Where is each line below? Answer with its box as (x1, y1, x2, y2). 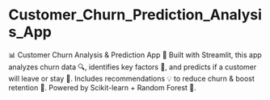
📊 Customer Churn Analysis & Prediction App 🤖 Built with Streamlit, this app (8, 50, 263, 60)
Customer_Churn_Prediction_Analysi (8, 6, 263, 24)
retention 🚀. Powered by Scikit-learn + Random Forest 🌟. (8, 82, 196, 92)
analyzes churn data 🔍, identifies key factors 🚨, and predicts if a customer (8, 62, 257, 72)
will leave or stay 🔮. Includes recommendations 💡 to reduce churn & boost (8, 73, 255, 83)
